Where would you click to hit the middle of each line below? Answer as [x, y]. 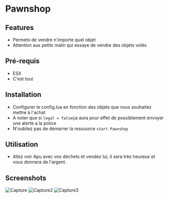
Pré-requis [23, 61]
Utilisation [22, 144]
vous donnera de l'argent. [39, 162]
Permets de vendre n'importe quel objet [54, 40]
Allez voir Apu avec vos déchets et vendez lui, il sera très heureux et [84, 157]
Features [19, 28]
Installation [23, 95]
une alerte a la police [34, 123]
